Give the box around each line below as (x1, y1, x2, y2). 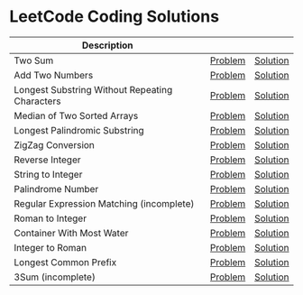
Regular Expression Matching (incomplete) (14, 197, 195, 209)
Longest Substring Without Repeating (14, 83, 173, 96)
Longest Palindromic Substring (14, 124, 144, 136)
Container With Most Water (14, 226, 129, 239)
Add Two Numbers (14, 69, 94, 81)
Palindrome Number (14, 182, 99, 195)
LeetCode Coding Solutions (9, 6, 219, 27)
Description (81, 39, 133, 51)
